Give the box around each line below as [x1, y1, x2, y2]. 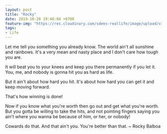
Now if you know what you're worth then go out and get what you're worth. [5, 103, 159, 109]
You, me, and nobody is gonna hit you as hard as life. [5, 69, 114, 75]
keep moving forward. [5, 84, 51, 89]
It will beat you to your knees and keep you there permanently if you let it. [5, 64, 156, 70]
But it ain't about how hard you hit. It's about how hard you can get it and [5, 79, 155, 85]
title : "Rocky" [5, 12, 37, 17]
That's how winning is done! [5, 93, 63, 99]
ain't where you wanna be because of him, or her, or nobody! [5, 114, 130, 119]
